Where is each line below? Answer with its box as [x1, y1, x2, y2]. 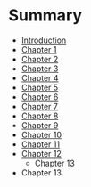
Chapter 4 [21, 72, 59, 83]
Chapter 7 [21, 101, 59, 111]
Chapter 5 [21, 82, 59, 93]
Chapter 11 [21, 139, 60, 150]
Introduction [21, 35, 67, 45]
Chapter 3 [21, 63, 59, 74]
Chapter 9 [21, 119, 59, 130]
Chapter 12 [21, 148, 62, 159]
